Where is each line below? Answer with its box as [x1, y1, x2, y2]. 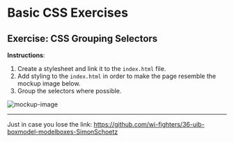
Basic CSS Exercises [7, 5, 129, 21]
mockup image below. [17, 79, 81, 88]
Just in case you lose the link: [7, 120, 93, 128]
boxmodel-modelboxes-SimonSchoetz [7, 127, 118, 136]
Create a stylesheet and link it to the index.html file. [17, 65, 166, 72]
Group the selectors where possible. [17, 87, 122, 95]
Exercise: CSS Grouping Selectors [7, 33, 158, 45]
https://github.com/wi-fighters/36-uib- [93, 120, 205, 128]
